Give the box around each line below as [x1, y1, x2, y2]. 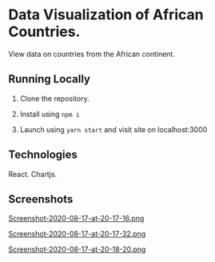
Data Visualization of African [8, 6, 204, 24]
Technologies [8, 148, 78, 162]
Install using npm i [19, 109, 80, 119]
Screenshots [8, 192, 74, 206]
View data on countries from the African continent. [8, 49, 176, 58]
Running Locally [8, 72, 90, 86]
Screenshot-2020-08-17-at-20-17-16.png [8, 214, 145, 224]
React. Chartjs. [8, 169, 58, 179]
